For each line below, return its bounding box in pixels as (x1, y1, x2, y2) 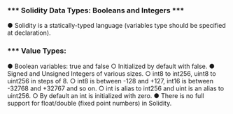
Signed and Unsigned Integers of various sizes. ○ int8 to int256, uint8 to (7, 69, 216, 78)
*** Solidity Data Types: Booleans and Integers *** (7, 6, 185, 15)
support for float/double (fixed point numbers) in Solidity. (7, 99, 172, 107)
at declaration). (7, 28, 51, 37)
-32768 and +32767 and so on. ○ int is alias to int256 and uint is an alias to (7, 84, 225, 92)
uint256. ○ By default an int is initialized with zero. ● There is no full (7, 91, 204, 99)
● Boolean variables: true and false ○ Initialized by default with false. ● (7, 62, 216, 70)
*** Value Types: (7, 46, 66, 56)
